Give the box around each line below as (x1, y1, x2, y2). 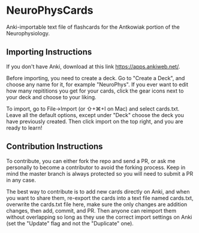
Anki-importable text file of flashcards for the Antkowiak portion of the (6, 23, 180, 30)
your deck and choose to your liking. (6, 93, 97, 100)
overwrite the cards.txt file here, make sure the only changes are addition (6, 201, 188, 208)
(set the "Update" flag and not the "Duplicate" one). (6, 219, 134, 227)
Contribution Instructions (6, 142, 103, 152)
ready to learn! (6, 124, 43, 131)
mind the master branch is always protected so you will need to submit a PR (6, 170, 194, 177)
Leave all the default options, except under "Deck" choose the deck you (6, 111, 184, 118)
